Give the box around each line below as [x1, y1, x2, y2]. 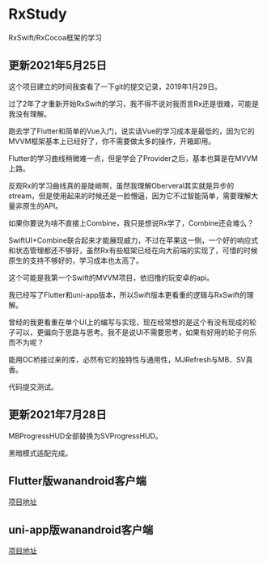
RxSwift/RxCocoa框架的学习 [8, 32, 103, 42]
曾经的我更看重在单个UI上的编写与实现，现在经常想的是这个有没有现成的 [8, 317, 250, 327]
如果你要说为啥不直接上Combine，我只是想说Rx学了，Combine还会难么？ [8, 218, 255, 227]
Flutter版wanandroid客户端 [8, 474, 147, 488]
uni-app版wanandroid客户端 [8, 523, 154, 536]
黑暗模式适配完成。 [8, 448, 73, 458]
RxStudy [8, 5, 67, 23]
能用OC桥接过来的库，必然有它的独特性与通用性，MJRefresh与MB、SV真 [8, 354, 253, 364]
